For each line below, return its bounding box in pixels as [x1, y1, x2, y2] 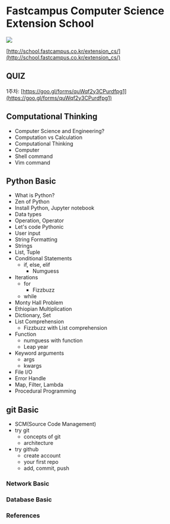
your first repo [23, 459, 59, 466]
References [6, 511, 40, 519]
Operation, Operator [14, 217, 64, 224]
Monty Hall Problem [14, 299, 63, 307]
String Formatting [14, 236, 58, 243]
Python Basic [6, 176, 56, 186]
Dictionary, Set [14, 312, 52, 319]
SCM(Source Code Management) [14, 421, 97, 428]
